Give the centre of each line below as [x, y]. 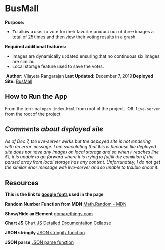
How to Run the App [36, 97]
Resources [22, 183]
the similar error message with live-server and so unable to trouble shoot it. [82, 167]
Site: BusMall [19, 81]
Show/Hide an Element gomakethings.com [49, 214]
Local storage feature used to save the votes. [58, 66]
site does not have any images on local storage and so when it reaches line [82, 152]
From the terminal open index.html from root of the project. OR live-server [82, 108]
